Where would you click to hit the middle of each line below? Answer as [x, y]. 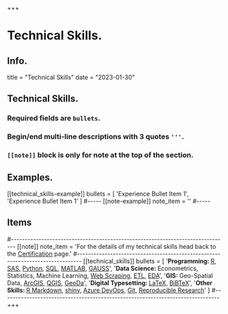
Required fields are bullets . [54, 119]
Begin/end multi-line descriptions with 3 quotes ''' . [96, 136]
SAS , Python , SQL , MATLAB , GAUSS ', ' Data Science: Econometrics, [103, 268]
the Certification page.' [39, 254]
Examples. [30, 177]
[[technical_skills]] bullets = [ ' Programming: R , [150, 261]
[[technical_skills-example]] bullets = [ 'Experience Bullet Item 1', [98, 193]
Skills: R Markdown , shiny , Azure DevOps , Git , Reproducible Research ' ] [109, 290]
